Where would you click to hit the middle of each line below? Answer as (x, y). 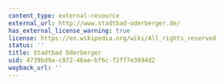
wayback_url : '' (35, 68)
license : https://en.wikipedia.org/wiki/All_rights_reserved (112, 38)
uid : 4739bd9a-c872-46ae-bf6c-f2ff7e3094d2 (82, 61)
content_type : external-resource (64, 16)
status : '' (26, 46)
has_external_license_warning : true (69, 30)
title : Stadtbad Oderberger (55, 53)
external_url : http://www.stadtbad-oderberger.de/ (94, 23)
